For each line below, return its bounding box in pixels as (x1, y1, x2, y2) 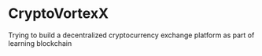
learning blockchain (8, 38, 72, 47)
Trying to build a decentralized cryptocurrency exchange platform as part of (8, 30, 255, 40)
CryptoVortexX (8, 5, 109, 23)
